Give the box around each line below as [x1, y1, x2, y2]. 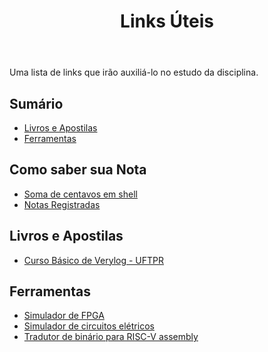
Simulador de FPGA [23, 310, 105, 322]
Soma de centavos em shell [23, 188, 138, 200]
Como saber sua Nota [9, 161, 147, 179]
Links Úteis [120, 10, 214, 33]
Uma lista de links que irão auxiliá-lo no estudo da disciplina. [9, 66, 259, 79]
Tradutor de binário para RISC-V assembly [23, 331, 199, 343]
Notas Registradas [23, 198, 101, 210]
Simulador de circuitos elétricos [23, 320, 155, 332]
